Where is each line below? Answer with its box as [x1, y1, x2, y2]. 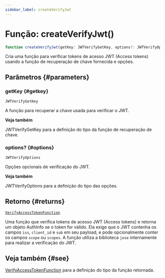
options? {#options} [5, 144, 55, 151]
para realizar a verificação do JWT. [5, 240, 76, 246]
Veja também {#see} [5, 254, 70, 262]
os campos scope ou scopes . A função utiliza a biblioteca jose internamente [5, 235, 157, 241]
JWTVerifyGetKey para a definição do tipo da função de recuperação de [5, 126, 152, 133]
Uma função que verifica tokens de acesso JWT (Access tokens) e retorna [5, 219, 156, 225]
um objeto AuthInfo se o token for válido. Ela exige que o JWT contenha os [5, 224, 157, 230]
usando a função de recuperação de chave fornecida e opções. [5, 59, 134, 64]
